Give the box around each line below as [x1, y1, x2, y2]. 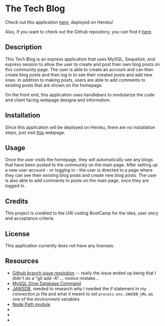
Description [5, 43, 42, 52]
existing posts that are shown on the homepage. [5, 82, 103, 88]
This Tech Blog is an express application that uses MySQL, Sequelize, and [5, 56, 155, 62]
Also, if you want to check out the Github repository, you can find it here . [5, 29, 153, 34]
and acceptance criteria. [5, 215, 55, 221]
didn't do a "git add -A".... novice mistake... [12, 275, 99, 281]
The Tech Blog [5, 3, 66, 14]
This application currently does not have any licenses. [5, 243, 115, 248]
